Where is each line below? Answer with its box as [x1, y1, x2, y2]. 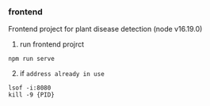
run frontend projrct [19, 40, 85, 49]
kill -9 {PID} [8, 91, 55, 99]
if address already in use [19, 69, 105, 78]
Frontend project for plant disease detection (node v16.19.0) [8, 25, 203, 34]
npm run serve [8, 55, 55, 63]
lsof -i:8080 [8, 84, 52, 93]
